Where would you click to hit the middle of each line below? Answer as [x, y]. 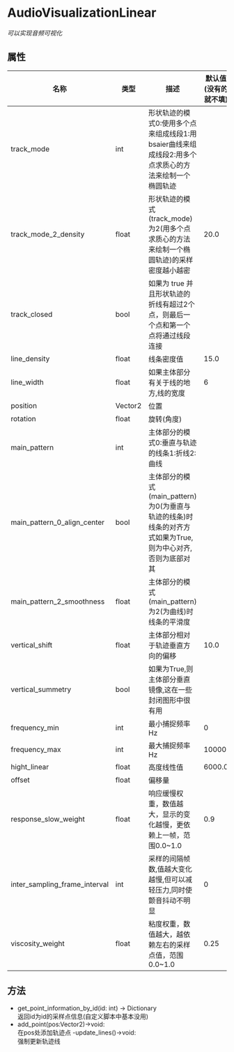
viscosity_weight [38, 943]
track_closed [32, 314]
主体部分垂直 [170, 679]
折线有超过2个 [172, 304]
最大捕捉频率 [170, 745]
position [24, 405]
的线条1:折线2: [172, 453]
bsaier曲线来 [169, 144]
